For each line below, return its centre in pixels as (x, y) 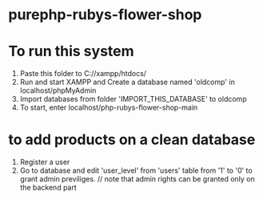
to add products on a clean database (132, 140)
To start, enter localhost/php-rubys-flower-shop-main (109, 108)
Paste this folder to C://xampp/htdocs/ (83, 74)
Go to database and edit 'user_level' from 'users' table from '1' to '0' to (136, 170)
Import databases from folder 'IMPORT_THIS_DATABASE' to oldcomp (133, 99)
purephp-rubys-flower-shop (105, 15)
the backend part (48, 188)
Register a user (45, 162)
